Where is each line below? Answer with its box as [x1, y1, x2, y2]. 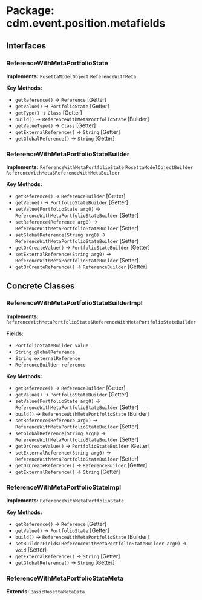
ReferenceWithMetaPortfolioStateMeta [6, 574, 124, 582]
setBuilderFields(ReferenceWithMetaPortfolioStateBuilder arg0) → [15, 540, 187, 547]
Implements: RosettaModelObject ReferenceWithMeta [6, 72, 137, 79]
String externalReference [15, 355, 80, 361]
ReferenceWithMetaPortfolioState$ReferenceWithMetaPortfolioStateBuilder [6, 319, 197, 325]
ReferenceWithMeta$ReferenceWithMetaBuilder [6, 170, 120, 176]
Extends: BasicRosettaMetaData [6, 588, 85, 595]
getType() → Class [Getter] [15, 108, 83, 116]
